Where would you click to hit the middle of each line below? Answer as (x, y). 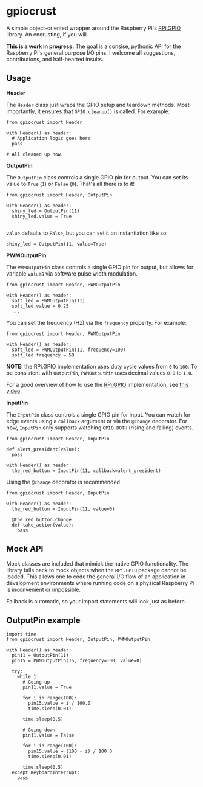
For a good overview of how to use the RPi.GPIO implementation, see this (98, 384)
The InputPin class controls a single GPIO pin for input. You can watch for (98, 414)
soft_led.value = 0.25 (40, 306)
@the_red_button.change (42, 519)
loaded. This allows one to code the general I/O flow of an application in (96, 577)
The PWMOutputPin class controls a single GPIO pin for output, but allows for (100, 267)
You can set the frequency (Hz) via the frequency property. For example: (96, 322)
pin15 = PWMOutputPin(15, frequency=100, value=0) (77, 661)
